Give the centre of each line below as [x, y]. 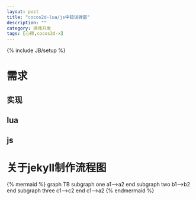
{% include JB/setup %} [36, 50]
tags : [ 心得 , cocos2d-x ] [35, 34]
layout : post [23, 12]
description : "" [27, 22]
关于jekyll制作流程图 [57, 168]
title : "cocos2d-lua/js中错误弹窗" [49, 17]
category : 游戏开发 [29, 28]
